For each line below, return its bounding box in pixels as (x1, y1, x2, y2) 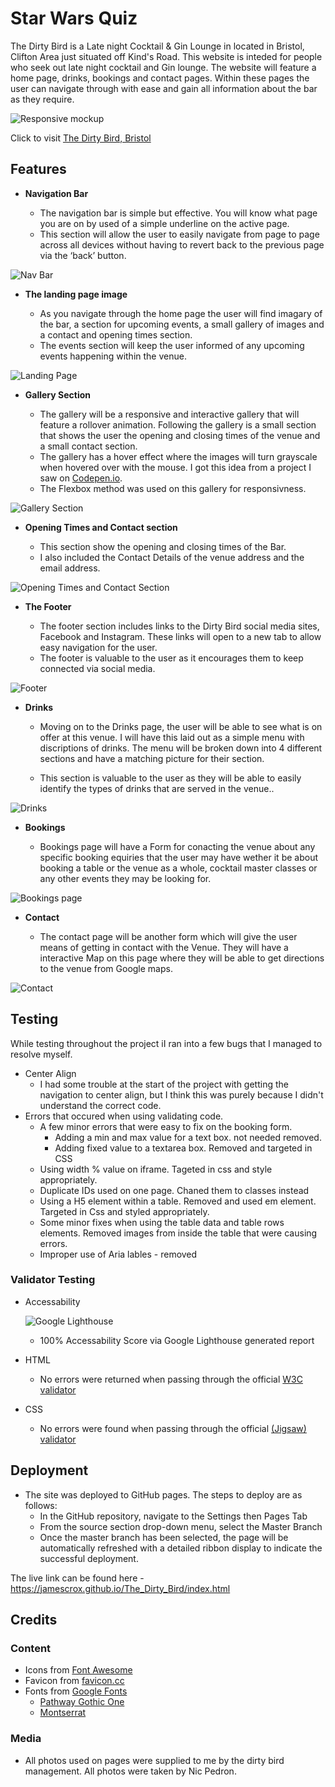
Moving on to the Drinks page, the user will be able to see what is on (39, 720, 323, 732)
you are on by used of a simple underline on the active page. (39, 217, 290, 229)
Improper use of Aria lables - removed (39, 1248, 198, 1260)
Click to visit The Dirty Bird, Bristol (10, 132, 152, 144)
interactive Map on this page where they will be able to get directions (39, 952, 325, 964)
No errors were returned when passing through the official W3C (39, 1373, 303, 1385)
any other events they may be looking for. (39, 872, 212, 884)
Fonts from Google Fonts (24, 1685, 128, 1697)
